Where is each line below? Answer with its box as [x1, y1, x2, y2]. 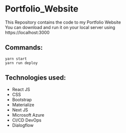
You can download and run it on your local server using [5, 24, 115, 30]
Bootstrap [12, 96, 32, 102]
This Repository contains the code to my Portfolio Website [5, 19, 121, 25]
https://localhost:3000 [5, 29, 50, 35]
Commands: [5, 43, 43, 52]
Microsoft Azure [12, 112, 45, 118]
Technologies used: [5, 74, 66, 82]
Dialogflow [12, 122, 34, 128]
